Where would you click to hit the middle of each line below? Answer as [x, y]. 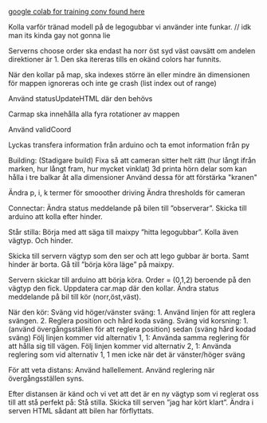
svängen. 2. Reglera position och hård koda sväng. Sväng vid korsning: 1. [128, 321]
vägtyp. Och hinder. [41, 241]
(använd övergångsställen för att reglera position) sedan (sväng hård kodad [132, 329]
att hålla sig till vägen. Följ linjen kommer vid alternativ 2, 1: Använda [120, 346]
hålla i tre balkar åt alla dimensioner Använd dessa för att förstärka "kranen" [133, 177]
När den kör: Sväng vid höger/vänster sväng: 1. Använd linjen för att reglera [132, 312]
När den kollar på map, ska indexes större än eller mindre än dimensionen [129, 74]
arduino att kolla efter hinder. [55, 217]
